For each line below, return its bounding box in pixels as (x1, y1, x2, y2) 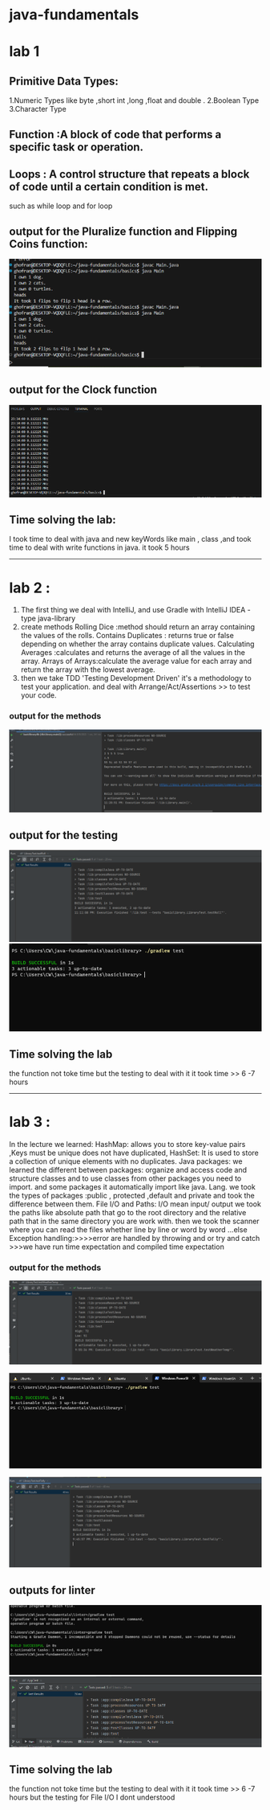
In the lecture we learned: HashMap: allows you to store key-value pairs (9, 1140, 246, 1149)
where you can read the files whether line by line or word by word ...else (9, 1225, 248, 1235)
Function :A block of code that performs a (9, 127, 222, 141)
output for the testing (9, 828, 119, 842)
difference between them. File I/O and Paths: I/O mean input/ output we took (9, 1199, 261, 1209)
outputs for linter (9, 1583, 95, 1597)
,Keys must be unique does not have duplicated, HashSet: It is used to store (9, 1148, 259, 1158)
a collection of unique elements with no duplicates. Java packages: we (9, 1157, 243, 1166)
